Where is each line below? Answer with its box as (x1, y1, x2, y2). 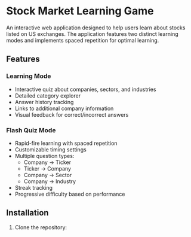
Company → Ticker (23, 159, 72, 166)
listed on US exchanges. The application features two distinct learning (6, 30, 179, 37)
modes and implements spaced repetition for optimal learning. (6, 37, 159, 44)
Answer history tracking (14, 98, 74, 105)
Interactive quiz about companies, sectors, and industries (14, 86, 156, 93)
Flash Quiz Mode (6, 126, 56, 134)
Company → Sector (23, 171, 72, 178)
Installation (6, 208, 49, 218)
